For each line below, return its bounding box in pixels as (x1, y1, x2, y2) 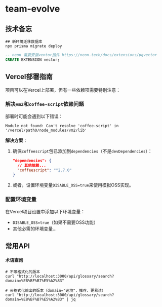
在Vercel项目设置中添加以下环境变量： (5, 208, 85, 214)
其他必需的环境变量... (12, 225, 57, 232)
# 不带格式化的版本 (5, 270, 40, 275)
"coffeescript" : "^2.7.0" (17, 168, 72, 173)
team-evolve (5, 3, 60, 15)
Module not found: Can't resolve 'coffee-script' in (5, 123, 119, 128)
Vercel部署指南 (5, 72, 53, 81)
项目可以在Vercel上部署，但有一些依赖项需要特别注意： (5, 87, 120, 93)
